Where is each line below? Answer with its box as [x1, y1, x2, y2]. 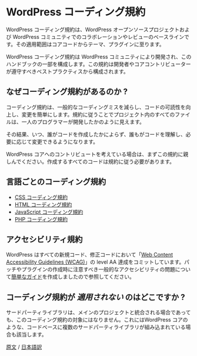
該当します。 [16, 331, 47, 338]
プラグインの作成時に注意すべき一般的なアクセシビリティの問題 [21, 266, 175, 273]
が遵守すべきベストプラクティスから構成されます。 [6, 68, 129, 75]
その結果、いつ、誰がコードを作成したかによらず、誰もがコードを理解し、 [6, 131, 186, 138]
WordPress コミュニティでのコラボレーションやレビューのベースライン [12, 33, 185, 40]
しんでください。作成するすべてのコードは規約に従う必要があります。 [6, 158, 175, 165]
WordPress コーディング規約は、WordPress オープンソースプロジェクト [6, 26, 180, 33]
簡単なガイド [11, 273, 42, 280]
